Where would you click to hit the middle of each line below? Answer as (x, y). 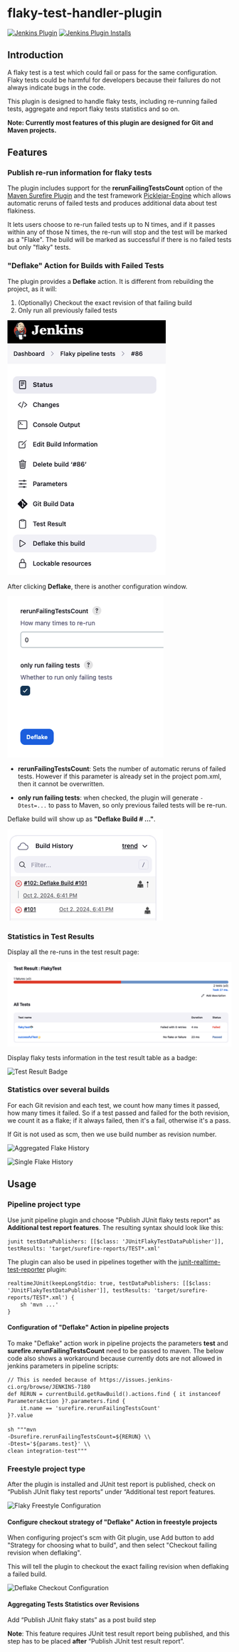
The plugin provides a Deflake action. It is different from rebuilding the (111, 281)
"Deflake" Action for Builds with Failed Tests (86, 266)
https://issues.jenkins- (136, 1380)
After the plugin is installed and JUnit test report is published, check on (111, 1484)
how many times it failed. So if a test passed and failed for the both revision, (118, 1113)
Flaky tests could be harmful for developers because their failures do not (114, 80)
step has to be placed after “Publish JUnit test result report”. (96, 1641)
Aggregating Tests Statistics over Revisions (74, 1604)
